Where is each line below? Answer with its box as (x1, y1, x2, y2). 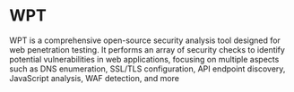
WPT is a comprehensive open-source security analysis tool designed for (9, 35, 281, 46)
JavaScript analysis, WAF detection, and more (9, 72, 179, 83)
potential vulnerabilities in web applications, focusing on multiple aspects (9, 54, 280, 64)
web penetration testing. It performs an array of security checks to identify (9, 44, 285, 54)
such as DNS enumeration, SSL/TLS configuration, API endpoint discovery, (9, 63, 286, 74)
